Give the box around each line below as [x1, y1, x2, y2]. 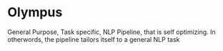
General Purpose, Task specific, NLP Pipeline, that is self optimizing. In [7, 28, 216, 36]
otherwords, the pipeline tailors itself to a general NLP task [7, 35, 180, 43]
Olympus [7, 4, 63, 21]
